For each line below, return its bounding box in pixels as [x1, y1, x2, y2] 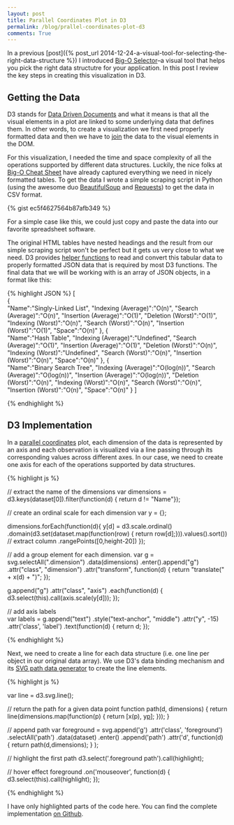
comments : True [7, 29, 52, 37]
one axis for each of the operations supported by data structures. [7, 460, 196, 468]
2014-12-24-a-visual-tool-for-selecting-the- [100, 49, 228, 57]
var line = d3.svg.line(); [7, 691, 74, 699]
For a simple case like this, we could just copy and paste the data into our [7, 217, 219, 226]
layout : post [7, 10, 45, 17]
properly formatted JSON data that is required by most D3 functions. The [7, 261, 218, 269]
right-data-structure [7, 57, 65, 65]
